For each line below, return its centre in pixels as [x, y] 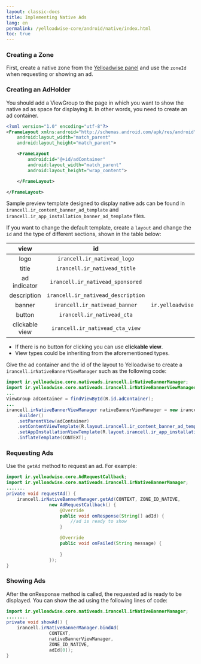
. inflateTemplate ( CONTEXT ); [52, 438]
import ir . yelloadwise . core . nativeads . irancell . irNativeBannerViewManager [101, 388]
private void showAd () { [37, 622]
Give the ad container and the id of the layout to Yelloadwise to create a [94, 365]
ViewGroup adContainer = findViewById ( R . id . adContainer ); [80, 399]
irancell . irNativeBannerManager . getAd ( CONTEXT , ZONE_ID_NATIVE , [99, 499]
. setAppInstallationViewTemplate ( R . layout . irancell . [84, 432]
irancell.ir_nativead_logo [96, 259]
